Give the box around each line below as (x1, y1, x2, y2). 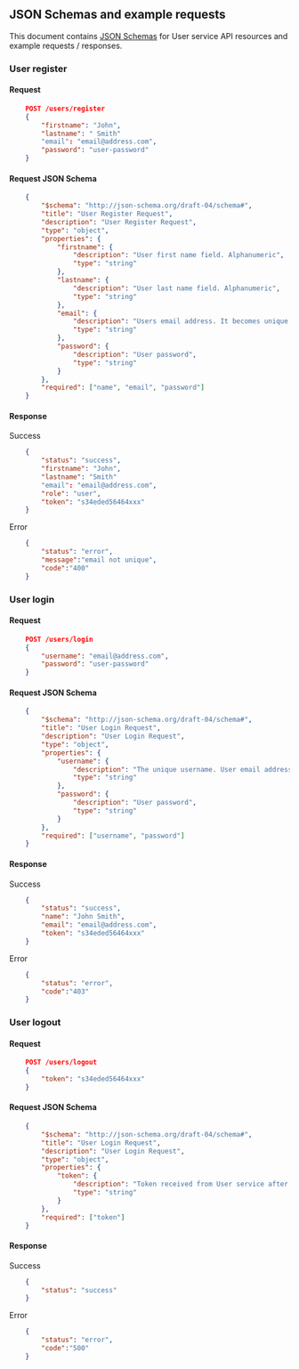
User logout (9, 1017, 61, 1029)
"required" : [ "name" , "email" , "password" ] (41, 383, 205, 393)
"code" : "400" (41, 563, 90, 572)
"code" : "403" (41, 987, 90, 996)
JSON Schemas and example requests (9, 7, 226, 22)
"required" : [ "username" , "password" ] (41, 831, 185, 840)
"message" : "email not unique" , (41, 555, 158, 564)
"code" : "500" (41, 1344, 90, 1353)
